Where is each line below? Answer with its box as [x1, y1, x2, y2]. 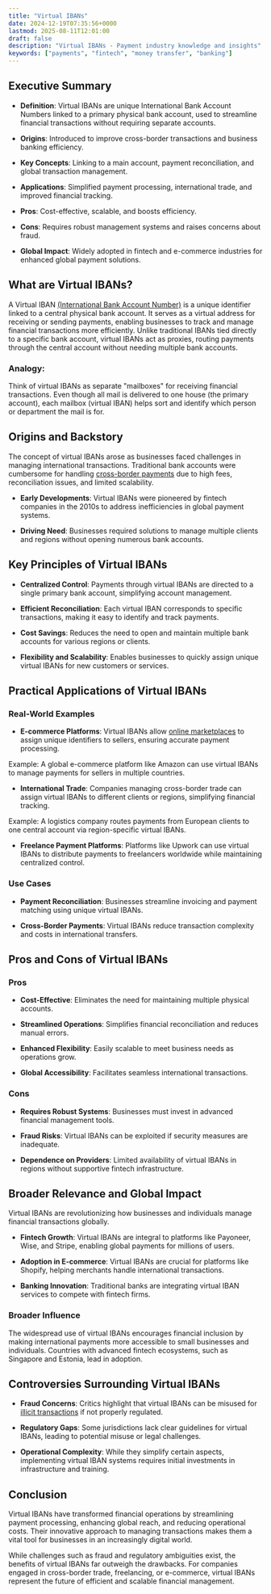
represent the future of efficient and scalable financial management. [8, 1576, 236, 1586]
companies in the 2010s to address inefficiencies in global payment [19, 502, 244, 511]
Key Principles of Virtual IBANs [8, 558, 168, 572]
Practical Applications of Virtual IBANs [8, 683, 207, 697]
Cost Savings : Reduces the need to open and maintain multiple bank [19, 628, 249, 637]
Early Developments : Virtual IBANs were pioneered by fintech [19, 493, 227, 503]
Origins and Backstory [8, 430, 123, 444]
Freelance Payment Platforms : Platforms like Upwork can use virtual [19, 841, 249, 851]
